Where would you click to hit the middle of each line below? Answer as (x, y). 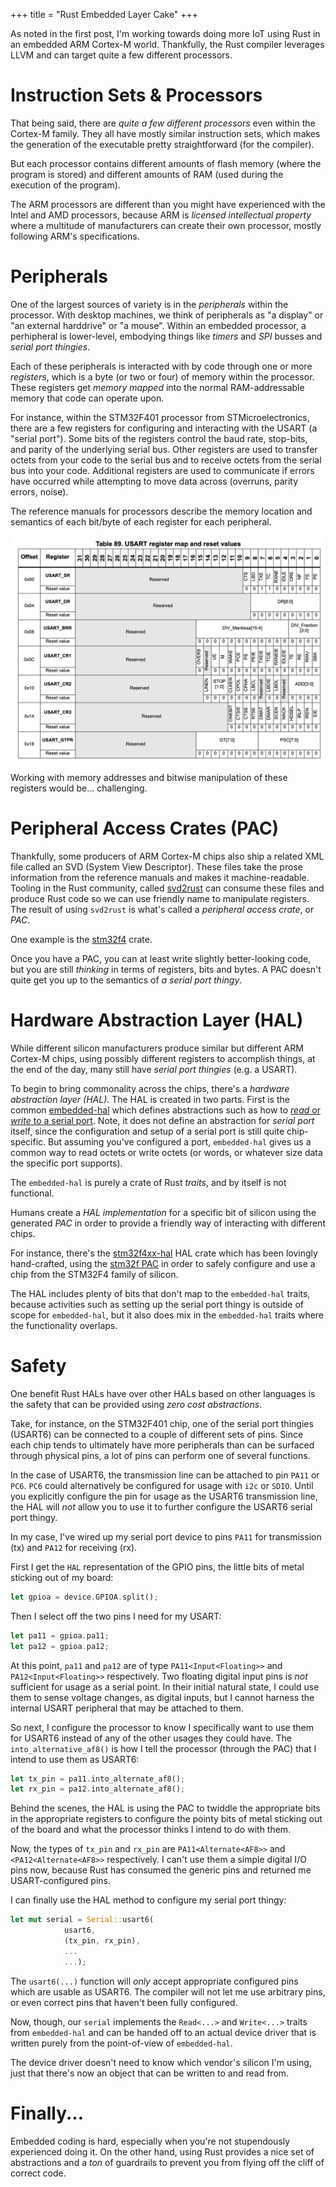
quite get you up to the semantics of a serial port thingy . (126, 980)
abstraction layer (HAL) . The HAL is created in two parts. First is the (150, 1100)
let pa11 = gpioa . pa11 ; (60, 1635)
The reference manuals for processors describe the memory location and (161, 511)
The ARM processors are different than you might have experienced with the (168, 204)
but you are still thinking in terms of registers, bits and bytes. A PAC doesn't (166, 970)
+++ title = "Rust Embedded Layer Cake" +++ (104, 14)
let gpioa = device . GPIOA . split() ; (84, 1597)
